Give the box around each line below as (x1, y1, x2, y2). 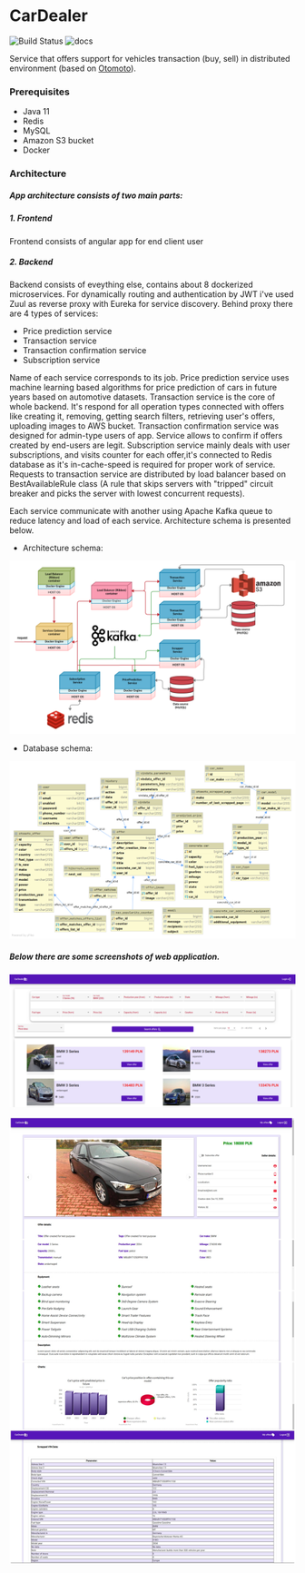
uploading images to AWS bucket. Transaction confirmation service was (9, 420, 280, 431)
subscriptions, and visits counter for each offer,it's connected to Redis (9, 450, 272, 460)
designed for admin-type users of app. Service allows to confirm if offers (9, 430, 283, 441)
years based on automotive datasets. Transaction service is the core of (9, 391, 275, 402)
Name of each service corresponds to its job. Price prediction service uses (9, 372, 290, 383)
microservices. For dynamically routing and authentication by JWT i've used (9, 289, 294, 300)
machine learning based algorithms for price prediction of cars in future (9, 382, 278, 393)
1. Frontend (9, 213, 53, 223)
